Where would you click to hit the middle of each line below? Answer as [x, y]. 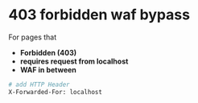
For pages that [33, 37]
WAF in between [48, 69]
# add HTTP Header [39, 84]
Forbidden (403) [48, 52]
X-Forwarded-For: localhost [56, 92]
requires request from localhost [74, 61]
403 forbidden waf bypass [99, 15]
